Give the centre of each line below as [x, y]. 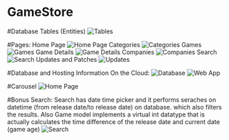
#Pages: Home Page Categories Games [104, 44]
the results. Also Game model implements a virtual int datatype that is [106, 114]
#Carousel [22, 86]
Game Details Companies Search [126, 52]
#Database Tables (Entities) [47, 31]
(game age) [24, 129]
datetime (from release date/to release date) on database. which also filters [114, 107]
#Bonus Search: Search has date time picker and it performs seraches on [112, 99]
